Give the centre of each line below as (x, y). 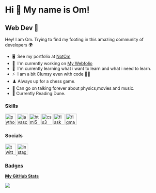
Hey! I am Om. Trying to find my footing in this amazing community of (74, 39)
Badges (14, 165)
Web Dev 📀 (22, 28)
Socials (14, 136)
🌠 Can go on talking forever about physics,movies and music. (73, 88)
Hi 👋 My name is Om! (47, 10)
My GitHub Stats (22, 176)
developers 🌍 (19, 45)
